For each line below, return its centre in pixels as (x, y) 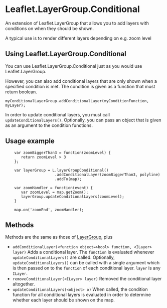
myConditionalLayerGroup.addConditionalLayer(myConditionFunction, (77, 101)
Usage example (30, 141)
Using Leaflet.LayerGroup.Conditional (66, 54)
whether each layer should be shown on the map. (63, 300)
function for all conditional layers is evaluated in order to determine (82, 295)
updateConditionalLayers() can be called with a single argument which (86, 263)
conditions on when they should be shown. (50, 28)
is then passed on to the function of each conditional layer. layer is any (87, 268)
